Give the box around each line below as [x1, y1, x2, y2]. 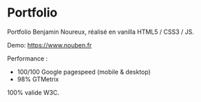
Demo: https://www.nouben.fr [7, 41, 92, 49]
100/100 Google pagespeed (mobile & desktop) [17, 68, 151, 76]
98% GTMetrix [17, 74, 59, 83]
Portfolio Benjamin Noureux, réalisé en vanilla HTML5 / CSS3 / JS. [7, 28, 195, 36]
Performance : [7, 54, 48, 63]
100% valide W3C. [7, 88, 60, 96]
